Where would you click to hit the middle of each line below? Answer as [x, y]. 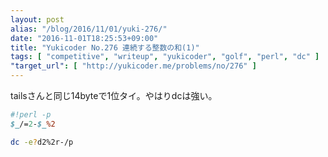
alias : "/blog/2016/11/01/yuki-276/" [89, 29]
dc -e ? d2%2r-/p [42, 142]
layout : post [37, 19]
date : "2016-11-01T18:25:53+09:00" [84, 38]
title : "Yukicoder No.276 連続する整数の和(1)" [105, 47]
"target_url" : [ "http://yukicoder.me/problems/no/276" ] [133, 66]
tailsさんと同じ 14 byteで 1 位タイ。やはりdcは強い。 [114, 95]
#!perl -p [31, 115]
